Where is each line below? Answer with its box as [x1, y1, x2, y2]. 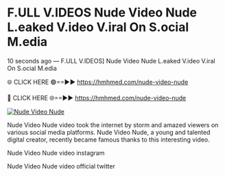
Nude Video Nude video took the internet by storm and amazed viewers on [7, 120, 219, 129]
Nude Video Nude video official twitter [7, 162, 115, 170]
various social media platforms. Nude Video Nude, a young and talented [7, 128, 211, 136]
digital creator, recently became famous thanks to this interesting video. [7, 135, 211, 144]
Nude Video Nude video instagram [7, 148, 105, 157]
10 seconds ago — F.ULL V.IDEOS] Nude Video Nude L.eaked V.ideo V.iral [7, 56, 215, 65]
